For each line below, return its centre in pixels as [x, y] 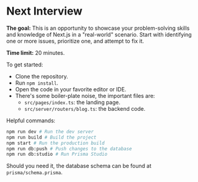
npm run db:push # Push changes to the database [69, 149]
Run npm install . [37, 83]
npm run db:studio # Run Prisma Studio [57, 154]
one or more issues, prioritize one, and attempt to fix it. [75, 41]
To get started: [25, 65]
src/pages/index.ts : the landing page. [72, 102]
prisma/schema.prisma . [34, 172]
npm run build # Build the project [51, 137]
